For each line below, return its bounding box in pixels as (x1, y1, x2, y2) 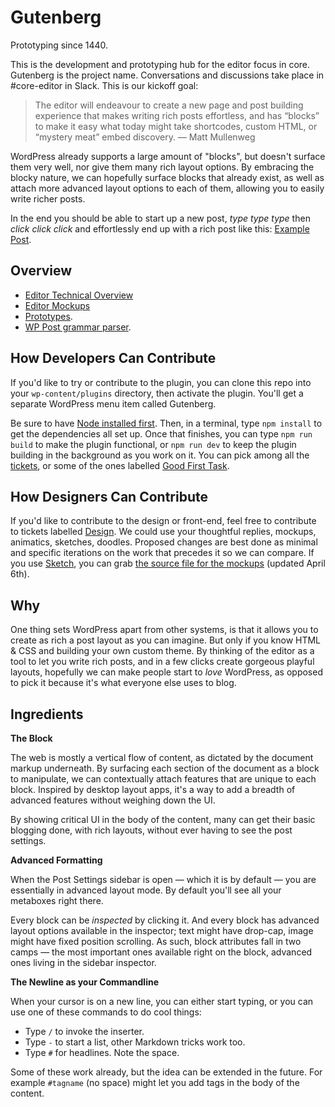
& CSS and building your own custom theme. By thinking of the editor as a (10, 645, 315, 657)
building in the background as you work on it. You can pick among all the (10, 449, 310, 461)
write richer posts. (10, 192, 86, 205)
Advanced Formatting (10, 854, 103, 866)
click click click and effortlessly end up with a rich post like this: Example (10, 222, 310, 235)
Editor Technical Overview (24, 289, 134, 301)
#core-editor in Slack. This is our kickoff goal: (10, 79, 199, 91)
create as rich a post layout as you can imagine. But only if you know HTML (10, 634, 322, 646)
